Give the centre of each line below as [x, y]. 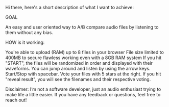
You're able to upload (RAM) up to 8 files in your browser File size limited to [85, 52]
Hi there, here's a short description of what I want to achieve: [70, 7]
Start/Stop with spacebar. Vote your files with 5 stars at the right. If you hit [83, 74]
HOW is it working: [25, 42]
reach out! [16, 100]
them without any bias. [29, 32]
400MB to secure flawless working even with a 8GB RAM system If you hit [83, 58]
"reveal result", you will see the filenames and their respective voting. [78, 79]
